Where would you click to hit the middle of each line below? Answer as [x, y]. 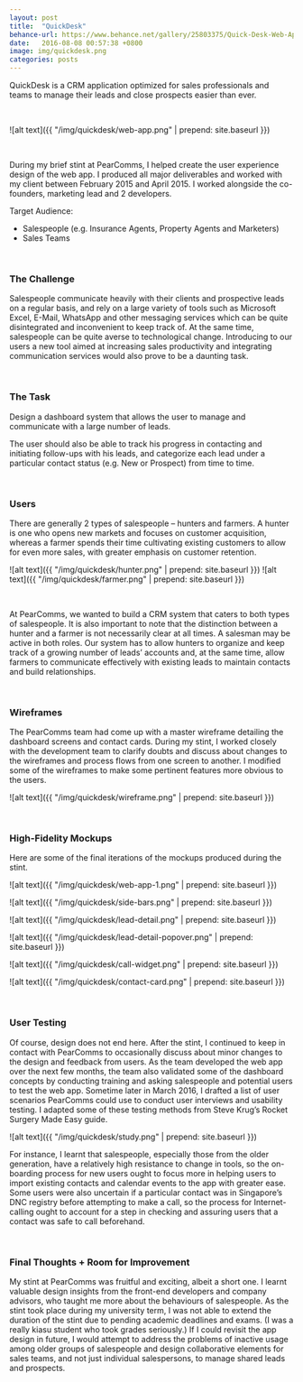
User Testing [38, 1023]
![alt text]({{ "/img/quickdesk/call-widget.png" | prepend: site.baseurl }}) [144, 964]
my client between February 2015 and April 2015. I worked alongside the [143, 184]
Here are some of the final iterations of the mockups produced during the [146, 858]
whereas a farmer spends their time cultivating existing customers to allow [148, 542]
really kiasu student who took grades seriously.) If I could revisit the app [143, 1330]
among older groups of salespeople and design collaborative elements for [147, 1349]
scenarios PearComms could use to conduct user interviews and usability [146, 1100]
